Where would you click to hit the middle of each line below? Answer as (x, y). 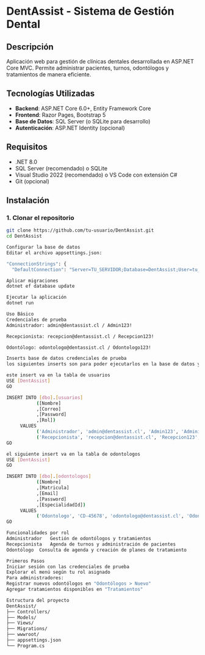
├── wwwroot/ (23, 635)
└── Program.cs (26, 646)
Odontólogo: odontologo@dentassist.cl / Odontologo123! (79, 347)
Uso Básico (20, 314)
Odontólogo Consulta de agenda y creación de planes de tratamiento (97, 550)
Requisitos (27, 147)
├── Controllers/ (28, 612)
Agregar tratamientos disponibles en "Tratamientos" (75, 590)
